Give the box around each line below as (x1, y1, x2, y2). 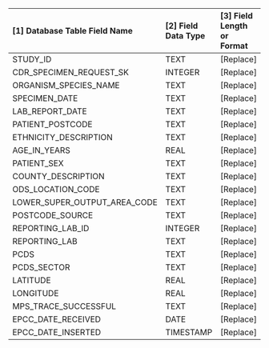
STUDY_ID (12, 54, 52, 65)
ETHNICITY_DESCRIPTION (12, 132, 114, 142)
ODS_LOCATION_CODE (12, 184, 100, 194)
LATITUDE (12, 275, 51, 286)
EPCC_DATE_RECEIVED (12, 314, 102, 325)
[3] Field (219, 10, 254, 21)
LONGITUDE (12, 288, 59, 298)
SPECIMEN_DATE (12, 93, 78, 103)
